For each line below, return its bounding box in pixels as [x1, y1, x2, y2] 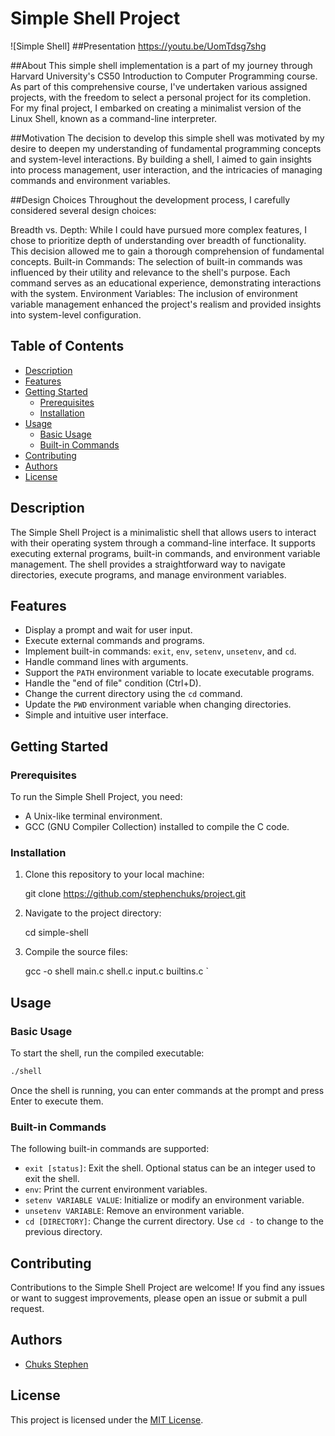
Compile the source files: [24, 946, 128, 958]
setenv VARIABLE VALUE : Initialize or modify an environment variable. [24, 1194, 305, 1206]
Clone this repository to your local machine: [24, 868, 205, 881]
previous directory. [24, 1226, 103, 1238]
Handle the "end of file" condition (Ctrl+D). [24, 677, 202, 689]
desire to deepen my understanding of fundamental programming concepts [10, 142, 322, 154]
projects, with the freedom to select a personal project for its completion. [10, 91, 312, 103]
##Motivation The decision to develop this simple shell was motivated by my [10, 132, 325, 144]
